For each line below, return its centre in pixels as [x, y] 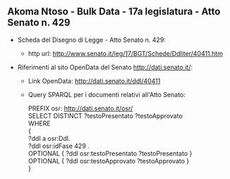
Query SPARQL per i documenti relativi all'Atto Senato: [107, 94]
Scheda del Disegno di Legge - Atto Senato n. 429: [91, 40]
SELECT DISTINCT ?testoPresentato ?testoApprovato [105, 115]
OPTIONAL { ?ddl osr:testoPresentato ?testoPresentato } [110, 153]
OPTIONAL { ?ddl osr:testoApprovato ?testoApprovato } [109, 161]
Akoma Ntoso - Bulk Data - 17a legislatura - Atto [114, 12]
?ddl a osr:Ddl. [49, 138]
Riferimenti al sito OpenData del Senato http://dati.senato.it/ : [105, 67]
